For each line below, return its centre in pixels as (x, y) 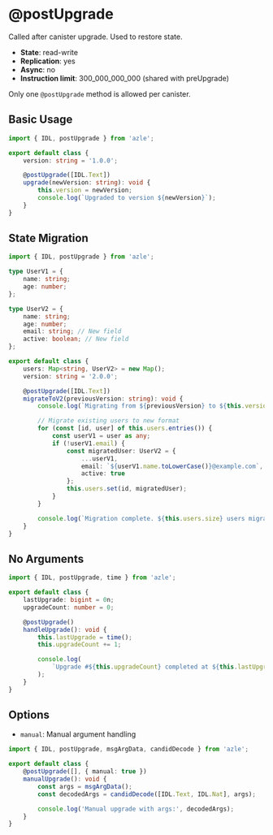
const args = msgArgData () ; (85, 786)
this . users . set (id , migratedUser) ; (126, 489)
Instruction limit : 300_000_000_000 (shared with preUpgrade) (125, 78)
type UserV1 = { (36, 272)
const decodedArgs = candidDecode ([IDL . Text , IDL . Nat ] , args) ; (147, 794)
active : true (103, 474)
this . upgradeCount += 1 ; (80, 645)
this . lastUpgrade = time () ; (85, 637)
